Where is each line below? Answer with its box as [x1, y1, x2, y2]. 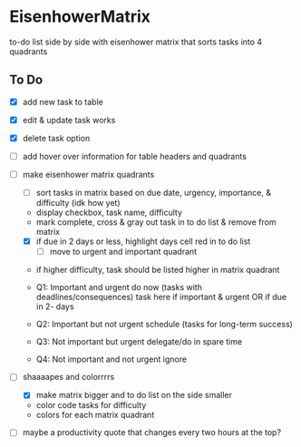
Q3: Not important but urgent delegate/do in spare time [35, 336, 243, 347]
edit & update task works [22, 114, 116, 125]
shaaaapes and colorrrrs [22, 372, 115, 383]
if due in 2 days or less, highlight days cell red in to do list [35, 236, 251, 247]
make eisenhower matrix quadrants [22, 170, 155, 180]
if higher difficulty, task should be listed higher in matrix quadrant [35, 265, 280, 276]
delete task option [22, 132, 91, 143]
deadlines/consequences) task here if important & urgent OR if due [35, 292, 287, 303]
